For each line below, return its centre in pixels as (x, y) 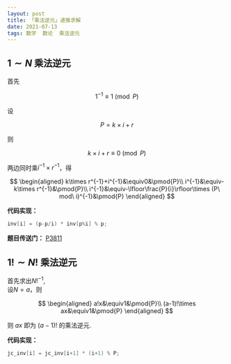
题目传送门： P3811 (35, 238)
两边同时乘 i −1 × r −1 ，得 (39, 167)
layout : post (26, 14)
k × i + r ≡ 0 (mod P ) (117, 153)
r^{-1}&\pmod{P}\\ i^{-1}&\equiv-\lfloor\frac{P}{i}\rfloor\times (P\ (128, 189)
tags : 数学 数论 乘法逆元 (43, 33)
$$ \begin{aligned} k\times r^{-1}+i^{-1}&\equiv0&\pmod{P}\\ (96, 181)
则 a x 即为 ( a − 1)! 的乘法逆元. (49, 325)
